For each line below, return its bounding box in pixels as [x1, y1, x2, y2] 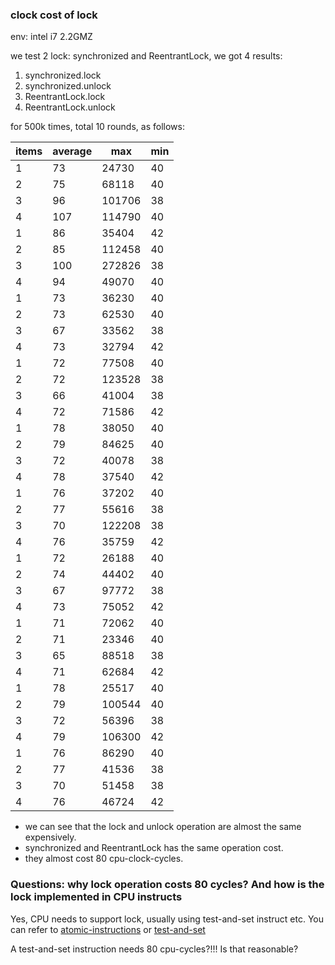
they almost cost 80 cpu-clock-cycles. [24, 853, 184, 865]
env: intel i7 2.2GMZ [10, 31, 93, 43]
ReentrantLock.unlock [24, 101, 116, 113]
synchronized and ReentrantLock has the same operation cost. [24, 842, 284, 854]
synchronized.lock [24, 69, 102, 82]
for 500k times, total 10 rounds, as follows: [10, 121, 185, 133]
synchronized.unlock [24, 80, 112, 92]
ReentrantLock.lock [24, 91, 106, 103]
